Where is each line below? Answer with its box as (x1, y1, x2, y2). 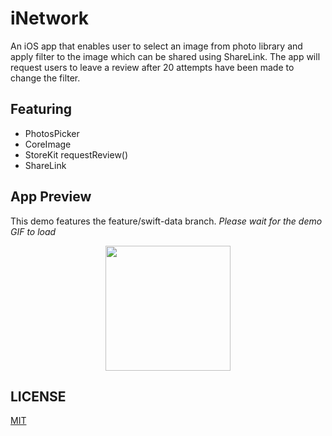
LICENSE (10, 388, 67, 405)
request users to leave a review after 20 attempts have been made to (10, 61, 295, 73)
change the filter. (10, 72, 81, 84)
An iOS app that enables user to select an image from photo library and (10, 40, 303, 52)
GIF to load (10, 225, 57, 237)
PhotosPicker (24, 127, 80, 139)
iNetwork (10, 7, 90, 30)
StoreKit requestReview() (24, 148, 129, 161)
